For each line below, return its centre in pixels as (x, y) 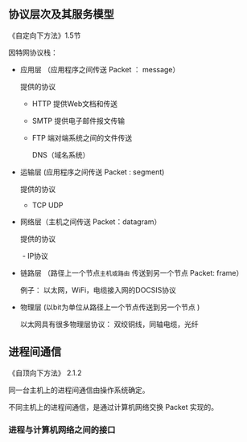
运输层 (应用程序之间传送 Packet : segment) (92, 172)
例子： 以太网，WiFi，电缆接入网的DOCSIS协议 (98, 290)
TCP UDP (47, 205)
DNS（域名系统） (61, 154)
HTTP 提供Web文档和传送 (75, 104)
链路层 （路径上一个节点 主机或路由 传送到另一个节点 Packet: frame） (132, 272)
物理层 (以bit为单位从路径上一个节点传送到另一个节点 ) (110, 307)
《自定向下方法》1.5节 (45, 35)
